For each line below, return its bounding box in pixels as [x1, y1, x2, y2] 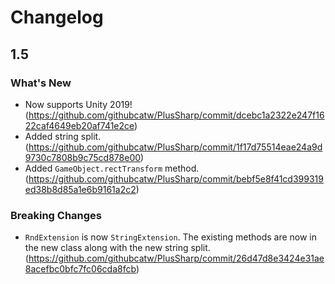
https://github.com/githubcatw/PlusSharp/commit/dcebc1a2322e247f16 [28, 109, 325, 121]
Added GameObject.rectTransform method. [24, 162, 200, 174]
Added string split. [24, 130, 102, 142]
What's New [10, 76, 72, 90]
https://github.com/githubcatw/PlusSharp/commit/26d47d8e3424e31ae [28, 252, 325, 265]
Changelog [10, 6, 104, 29]
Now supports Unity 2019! [24, 98, 133, 110]
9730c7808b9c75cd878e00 [24, 151, 142, 163]
